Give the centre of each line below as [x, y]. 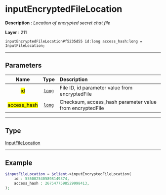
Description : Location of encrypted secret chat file [58, 23]
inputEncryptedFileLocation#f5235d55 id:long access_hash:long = [74, 41]
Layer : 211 [16, 32]
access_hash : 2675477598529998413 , [52, 184]
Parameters [23, 65]
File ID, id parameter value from [96, 87]
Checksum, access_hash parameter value [108, 102]
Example [19, 163]
